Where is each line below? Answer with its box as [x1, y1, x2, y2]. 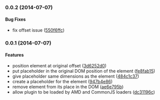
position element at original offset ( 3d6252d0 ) [12, 63, 107, 69]
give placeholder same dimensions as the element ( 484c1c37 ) [12, 73, 140, 79]
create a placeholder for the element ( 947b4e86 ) [12, 79, 113, 85]
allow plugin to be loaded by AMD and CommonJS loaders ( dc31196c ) [12, 89, 155, 95]
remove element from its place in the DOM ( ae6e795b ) [12, 84, 124, 90]
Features [5, 51, 24, 58]
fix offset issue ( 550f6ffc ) [12, 27, 65, 33]
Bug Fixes [5, 16, 26, 22]
